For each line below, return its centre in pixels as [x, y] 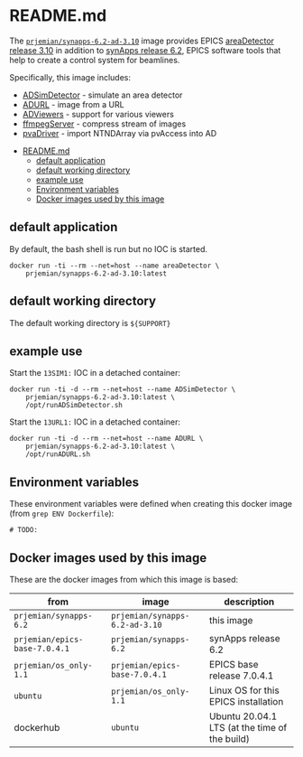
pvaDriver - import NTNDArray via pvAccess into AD [119, 133]
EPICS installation [246, 701]
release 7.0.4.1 [241, 676]
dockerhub [37, 728]
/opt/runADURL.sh [58, 454]
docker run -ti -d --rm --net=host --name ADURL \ [106, 439]
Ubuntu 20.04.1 [243, 716]
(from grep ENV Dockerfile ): [62, 514]
